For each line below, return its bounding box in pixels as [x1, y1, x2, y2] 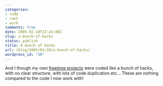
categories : [5, 7, 29, 12]
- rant [5, 16, 18, 21]
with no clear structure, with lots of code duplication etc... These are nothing [5, 71, 159, 76]
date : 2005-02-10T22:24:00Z [5, 29, 62, 34]
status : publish [5, 39, 38, 43]
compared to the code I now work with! [5, 75, 84, 81]
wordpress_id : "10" [5, 52, 45, 57]
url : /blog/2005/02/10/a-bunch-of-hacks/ [5, 47, 91, 52]
